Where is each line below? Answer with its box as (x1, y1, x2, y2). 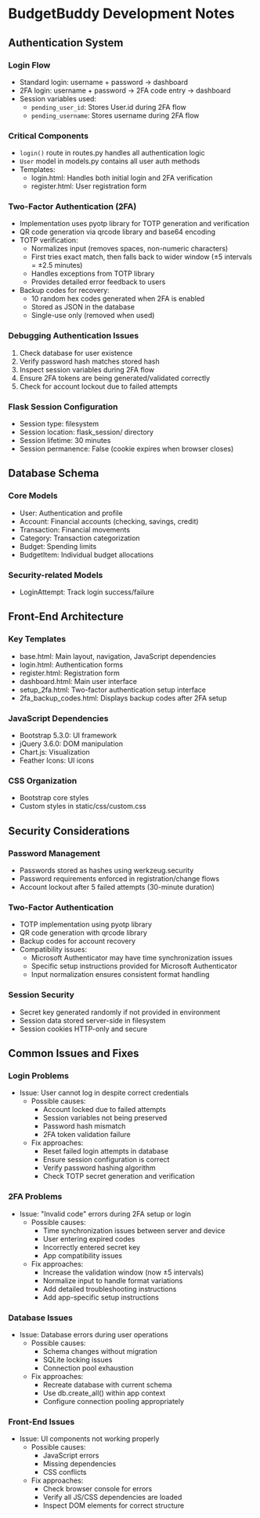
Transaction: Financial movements (19, 525, 131, 534)
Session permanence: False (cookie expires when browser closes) (19, 444, 234, 454)
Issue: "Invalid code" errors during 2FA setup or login (19, 1209, 192, 1218)
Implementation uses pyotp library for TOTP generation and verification (19, 219, 250, 229)
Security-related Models (8, 569, 103, 580)
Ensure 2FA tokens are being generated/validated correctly (19, 373, 210, 382)
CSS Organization (8, 775, 78, 786)
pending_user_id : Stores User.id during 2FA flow (31, 102, 186, 112)
